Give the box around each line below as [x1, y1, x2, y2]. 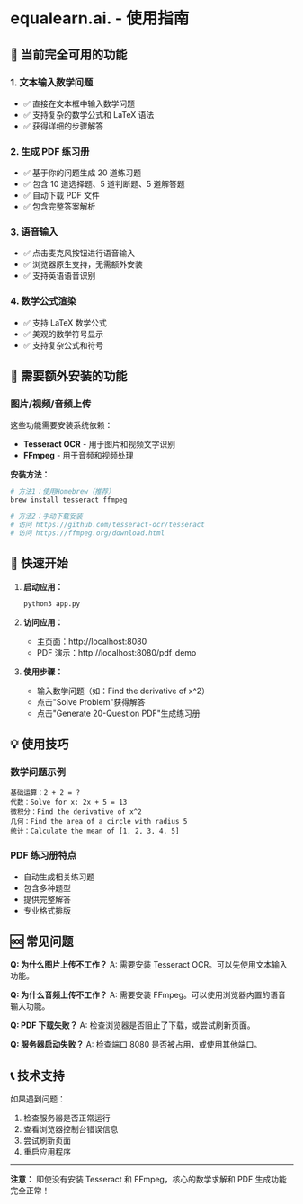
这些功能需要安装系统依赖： [10, 420, 113, 431]
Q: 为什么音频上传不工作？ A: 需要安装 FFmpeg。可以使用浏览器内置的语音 [10, 990, 287, 1001]
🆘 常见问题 [10, 933, 75, 949]
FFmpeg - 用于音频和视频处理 [22, 450, 134, 461]
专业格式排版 [22, 905, 71, 915]
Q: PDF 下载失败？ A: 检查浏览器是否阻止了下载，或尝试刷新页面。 [10, 1020, 255, 1030]
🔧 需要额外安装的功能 [10, 369, 128, 384]
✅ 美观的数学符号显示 [22, 328, 104, 339]
